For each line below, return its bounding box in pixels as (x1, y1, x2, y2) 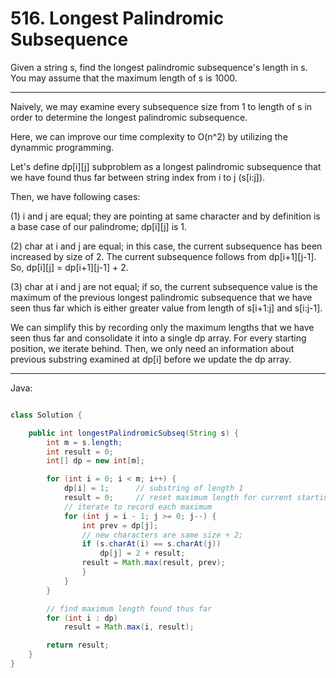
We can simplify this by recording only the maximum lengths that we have (10, 321, 315, 333)
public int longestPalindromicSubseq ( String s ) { (28, 428, 240, 438)
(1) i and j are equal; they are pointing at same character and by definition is (10, 210, 321, 222)
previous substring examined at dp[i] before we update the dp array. (10, 353, 292, 365)
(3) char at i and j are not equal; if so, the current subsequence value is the (10, 280, 318, 292)
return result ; (46, 640, 110, 651)
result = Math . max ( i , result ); (63, 622, 195, 632)
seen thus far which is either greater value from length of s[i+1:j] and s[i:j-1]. (10, 302, 323, 314)
